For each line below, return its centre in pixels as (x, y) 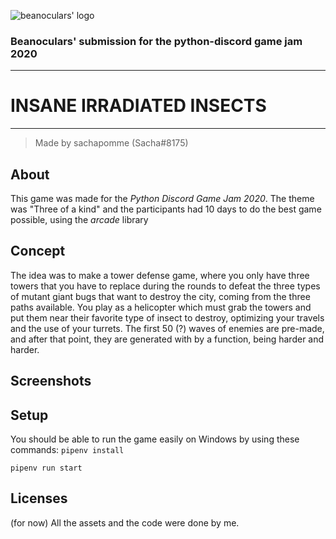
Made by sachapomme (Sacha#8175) (111, 143)
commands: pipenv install (67, 450)
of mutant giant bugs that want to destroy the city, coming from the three (160, 296)
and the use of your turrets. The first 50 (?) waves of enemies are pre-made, (167, 328)
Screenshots (51, 381)
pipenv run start (46, 468)
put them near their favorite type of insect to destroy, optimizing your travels (167, 317)
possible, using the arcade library (79, 220)
